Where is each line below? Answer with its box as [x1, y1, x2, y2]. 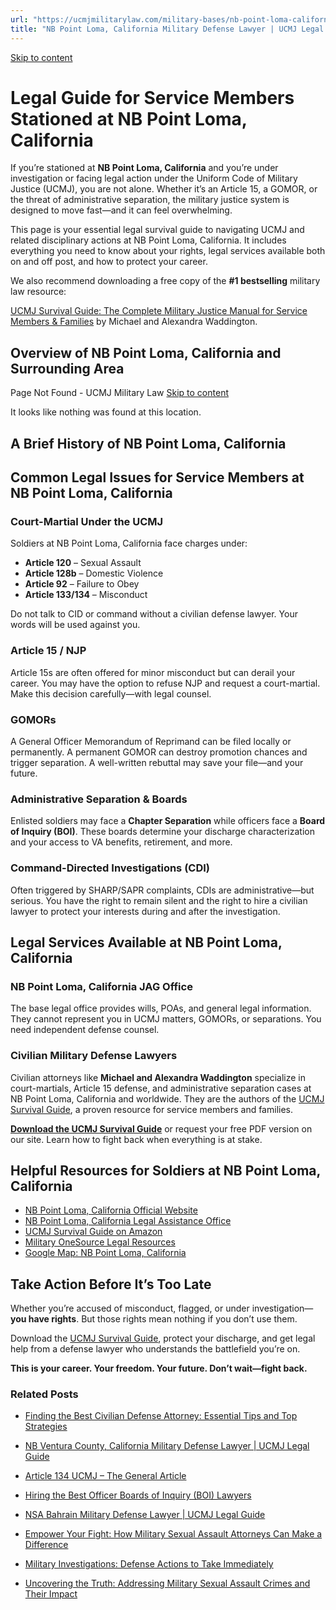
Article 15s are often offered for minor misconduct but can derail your [10, 666, 296, 678]
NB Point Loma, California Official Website [24, 1204, 198, 1216]
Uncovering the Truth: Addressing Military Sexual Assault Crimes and [24, 1577, 311, 1590]
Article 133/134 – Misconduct [24, 589, 148, 601]
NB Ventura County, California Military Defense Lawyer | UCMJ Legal [24, 1440, 310, 1452]
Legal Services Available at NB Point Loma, [10, 934, 283, 951]
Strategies [24, 1421, 68, 1433]
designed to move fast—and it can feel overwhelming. [10, 204, 233, 216]
